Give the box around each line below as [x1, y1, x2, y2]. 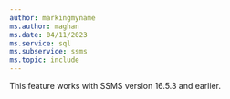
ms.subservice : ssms [9, 47, 89, 56]
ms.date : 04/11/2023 [9, 30, 89, 39]
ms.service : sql [9, 38, 71, 48]
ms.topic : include [9, 55, 79, 64]
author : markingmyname [9, 13, 96, 23]
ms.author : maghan [9, 22, 79, 31]
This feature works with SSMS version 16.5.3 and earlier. [9, 81, 222, 91]
